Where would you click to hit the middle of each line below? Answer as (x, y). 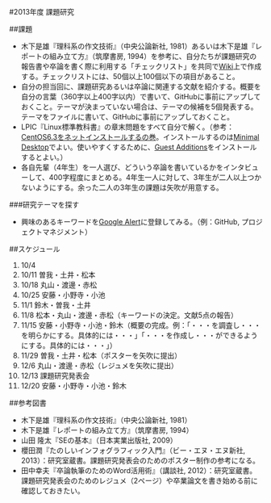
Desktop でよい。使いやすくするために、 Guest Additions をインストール (139, 147)
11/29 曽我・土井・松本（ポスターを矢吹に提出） (101, 355)
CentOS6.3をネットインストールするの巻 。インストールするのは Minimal (140, 137)
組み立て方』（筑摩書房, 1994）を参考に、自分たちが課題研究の (153, 56)
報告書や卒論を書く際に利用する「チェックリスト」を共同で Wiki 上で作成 (141, 66)
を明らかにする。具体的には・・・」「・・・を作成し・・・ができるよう (139, 335)
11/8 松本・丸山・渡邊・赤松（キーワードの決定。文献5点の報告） (129, 315)
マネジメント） (67, 232)
